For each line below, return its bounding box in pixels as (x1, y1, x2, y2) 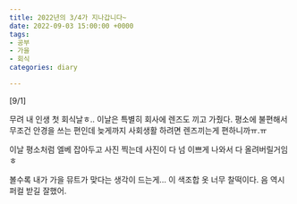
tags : (9, 30, 30, 38)
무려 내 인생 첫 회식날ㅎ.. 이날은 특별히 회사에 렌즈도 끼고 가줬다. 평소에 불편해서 (9, 114, 288, 124)
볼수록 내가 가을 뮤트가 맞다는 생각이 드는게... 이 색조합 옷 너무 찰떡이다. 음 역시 (9, 174, 285, 184)
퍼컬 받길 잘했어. (9, 185, 67, 196)
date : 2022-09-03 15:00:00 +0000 (9, 21, 134, 30)
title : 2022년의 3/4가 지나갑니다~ (9, 13, 127, 22)
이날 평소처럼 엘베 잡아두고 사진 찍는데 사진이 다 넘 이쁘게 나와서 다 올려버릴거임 (9, 144, 289, 155)
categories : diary (9, 64, 78, 72)
